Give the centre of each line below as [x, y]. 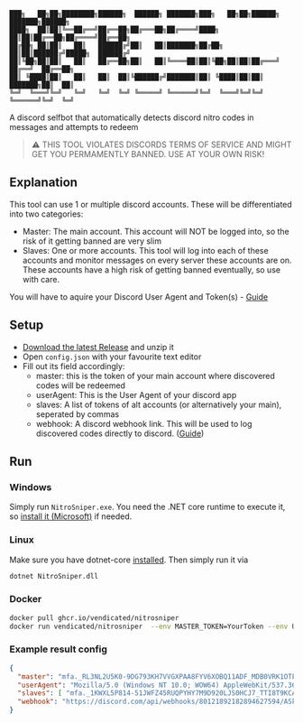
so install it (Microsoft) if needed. [71, 516]
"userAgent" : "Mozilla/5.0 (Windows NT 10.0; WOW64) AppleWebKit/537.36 [157, 685]
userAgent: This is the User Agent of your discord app [136, 394]
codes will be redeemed [81, 385]
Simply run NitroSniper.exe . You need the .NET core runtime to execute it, [147, 507]
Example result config [59, 649]
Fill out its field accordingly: [73, 366]
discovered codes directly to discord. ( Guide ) [120, 433]
